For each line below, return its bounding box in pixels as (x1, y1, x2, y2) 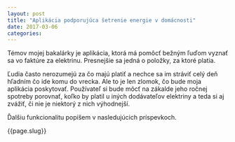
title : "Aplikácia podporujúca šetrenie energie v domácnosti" (7, 17, 196, 24)
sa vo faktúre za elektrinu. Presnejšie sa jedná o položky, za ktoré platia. (7, 57, 216, 65)
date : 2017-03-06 (7, 23, 58, 30)
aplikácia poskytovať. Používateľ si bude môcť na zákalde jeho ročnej (7, 85, 208, 93)
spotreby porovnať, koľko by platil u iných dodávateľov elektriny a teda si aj (7, 92, 224, 101)
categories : (7, 29, 42, 37)
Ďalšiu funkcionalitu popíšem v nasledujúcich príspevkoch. (7, 113, 177, 122)
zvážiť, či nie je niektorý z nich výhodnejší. (7, 99, 130, 108)
